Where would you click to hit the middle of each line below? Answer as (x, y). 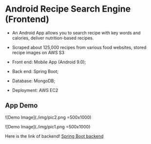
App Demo (21, 106)
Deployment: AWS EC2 (35, 90)
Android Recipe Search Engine (68, 9)
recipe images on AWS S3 (38, 53)
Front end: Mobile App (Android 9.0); (49, 62)
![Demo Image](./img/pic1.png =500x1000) (48, 126)
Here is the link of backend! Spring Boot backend (54, 136)
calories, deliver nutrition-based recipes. (53, 38)
